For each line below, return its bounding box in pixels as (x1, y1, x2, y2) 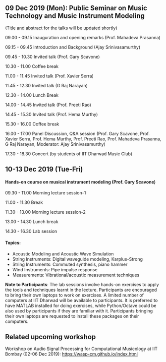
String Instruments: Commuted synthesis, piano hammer (12, 261, 128, 267)
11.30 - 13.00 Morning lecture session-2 (5, 209, 86, 215)
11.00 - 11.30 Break (5, 199, 43, 205)
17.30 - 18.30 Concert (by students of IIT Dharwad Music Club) (5, 151, 133, 157)
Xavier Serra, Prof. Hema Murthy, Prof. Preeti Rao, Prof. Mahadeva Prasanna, (5, 136, 162, 142)
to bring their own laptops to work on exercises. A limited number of (5, 292, 144, 298)
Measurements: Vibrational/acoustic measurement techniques (12, 272, 140, 278)
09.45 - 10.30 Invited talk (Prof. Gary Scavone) (5, 54, 100, 60)
